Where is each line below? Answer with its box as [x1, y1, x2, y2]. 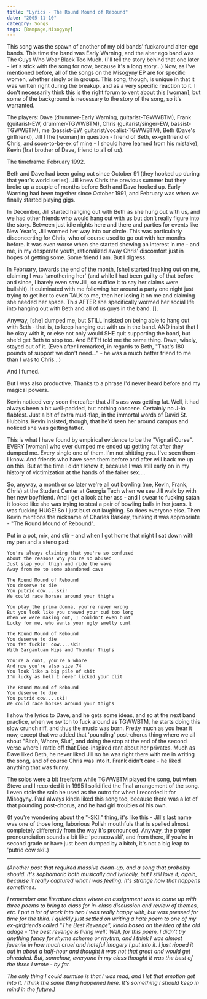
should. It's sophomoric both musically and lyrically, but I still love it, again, [7, 871, 198, 878]
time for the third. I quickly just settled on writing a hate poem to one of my [7, 915, 197, 922]
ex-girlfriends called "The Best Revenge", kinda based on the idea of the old [7, 922, 200, 929]
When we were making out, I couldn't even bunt [7, 615, 131, 621]
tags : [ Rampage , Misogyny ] [7, 26, 73, 33]
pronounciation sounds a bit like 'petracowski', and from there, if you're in [7, 833, 193, 840]
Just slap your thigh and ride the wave [7, 561, 112, 567]
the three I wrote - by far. [7, 961, 71, 968]
